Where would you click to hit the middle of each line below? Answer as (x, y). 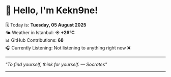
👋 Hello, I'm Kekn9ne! (52, 10)
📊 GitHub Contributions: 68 (34, 40)
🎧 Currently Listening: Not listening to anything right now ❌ (68, 47)
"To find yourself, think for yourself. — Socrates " (56, 64)
